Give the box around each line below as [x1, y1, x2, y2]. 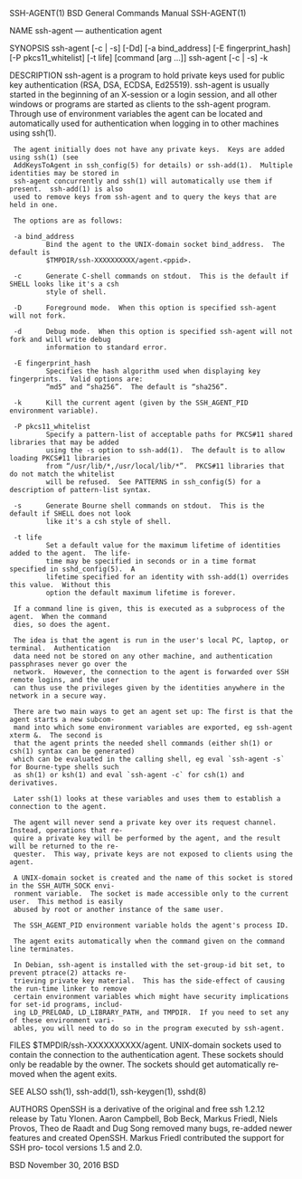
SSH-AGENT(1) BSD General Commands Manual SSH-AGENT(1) [9, 8, 247, 18]
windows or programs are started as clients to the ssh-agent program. [9, 99, 271, 109]
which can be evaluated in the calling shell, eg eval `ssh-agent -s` [13, 755, 285, 764]
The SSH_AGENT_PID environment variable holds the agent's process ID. [13, 921, 289, 930]
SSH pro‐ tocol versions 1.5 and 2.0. [9, 1142, 143, 1153]
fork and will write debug [9, 335, 111, 344]
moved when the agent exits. [9, 1069, 118, 1079]
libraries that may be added [9, 438, 119, 447]
